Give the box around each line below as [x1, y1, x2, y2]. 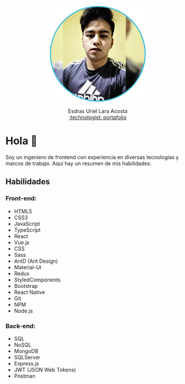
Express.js [13, 360, 39, 367]
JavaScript [13, 220, 40, 227]
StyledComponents [13, 276, 61, 283]
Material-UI [13, 263, 42, 270]
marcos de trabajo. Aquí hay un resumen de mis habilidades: [5, 160, 152, 167]
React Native [13, 289, 45, 296]
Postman [13, 372, 36, 379]
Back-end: [5, 322, 36, 330]
